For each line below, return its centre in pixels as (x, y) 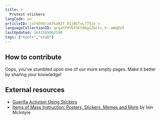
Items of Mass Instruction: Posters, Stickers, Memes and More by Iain (83, 107)
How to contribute (33, 57)
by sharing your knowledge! (33, 74)
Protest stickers (27, 14)
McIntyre (21, 112)
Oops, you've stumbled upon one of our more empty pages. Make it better (80, 69)
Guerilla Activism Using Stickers (45, 102)
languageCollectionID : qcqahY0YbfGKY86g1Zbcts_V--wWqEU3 (65, 28)
